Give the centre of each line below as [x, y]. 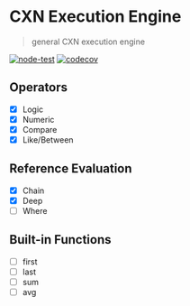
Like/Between [48, 139]
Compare [40, 129]
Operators [39, 88]
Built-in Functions [60, 240]
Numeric [38, 119]
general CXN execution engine [88, 42]
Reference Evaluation [71, 169]
